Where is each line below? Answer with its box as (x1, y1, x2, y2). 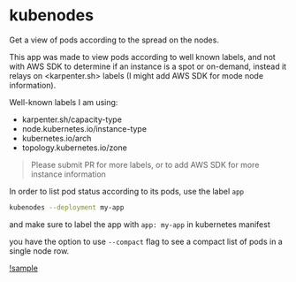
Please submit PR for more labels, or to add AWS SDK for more (30, 159, 260, 170)
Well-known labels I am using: (9, 96, 118, 107)
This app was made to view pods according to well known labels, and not (9, 51, 276, 62)
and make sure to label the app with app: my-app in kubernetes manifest (9, 218, 271, 230)
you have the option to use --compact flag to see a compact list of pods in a (9, 236, 283, 247)
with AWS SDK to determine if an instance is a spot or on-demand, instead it (9, 61, 287, 72)
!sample (9, 263, 38, 273)
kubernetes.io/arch (21, 133, 92, 143)
